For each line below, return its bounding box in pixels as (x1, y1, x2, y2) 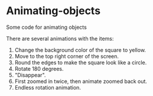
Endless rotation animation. (14, 84, 82, 91)
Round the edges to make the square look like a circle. (14, 59, 147, 66)
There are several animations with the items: (6, 35, 114, 42)
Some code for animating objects (6, 24, 87, 31)
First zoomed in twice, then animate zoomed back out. (14, 78, 148, 85)
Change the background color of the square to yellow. (14, 46, 147, 54)
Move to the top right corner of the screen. (14, 52, 119, 59)
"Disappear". (14, 71, 46, 78)
